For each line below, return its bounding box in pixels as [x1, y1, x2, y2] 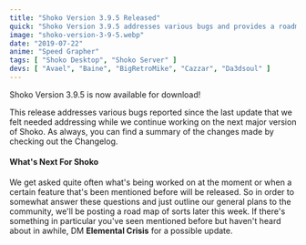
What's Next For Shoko [9, 157, 99, 168]
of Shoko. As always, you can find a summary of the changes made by [9, 126, 275, 137]
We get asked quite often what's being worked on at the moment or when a [9, 177, 292, 188]
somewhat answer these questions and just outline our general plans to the [9, 197, 291, 208]
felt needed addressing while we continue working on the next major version [9, 116, 297, 128]
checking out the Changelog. [9, 136, 118, 147]
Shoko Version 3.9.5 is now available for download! [9, 88, 201, 100]
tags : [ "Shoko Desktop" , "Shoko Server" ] [9, 56, 178, 65]
